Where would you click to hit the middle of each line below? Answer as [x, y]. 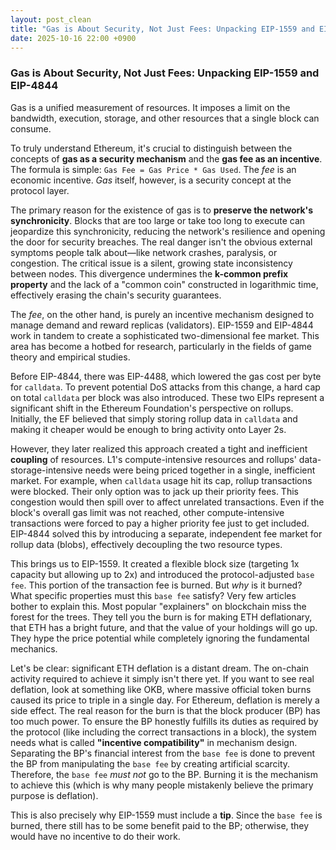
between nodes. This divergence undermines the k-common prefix [149, 273]
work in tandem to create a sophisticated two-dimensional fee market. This [165, 335]
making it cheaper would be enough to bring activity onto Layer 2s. [148, 429]
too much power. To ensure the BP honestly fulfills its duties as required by [164, 721]
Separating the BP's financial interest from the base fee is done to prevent [163, 753]
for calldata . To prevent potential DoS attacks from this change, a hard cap [165, 387]
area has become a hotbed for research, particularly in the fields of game [161, 346]
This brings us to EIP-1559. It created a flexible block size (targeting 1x [155, 563]
